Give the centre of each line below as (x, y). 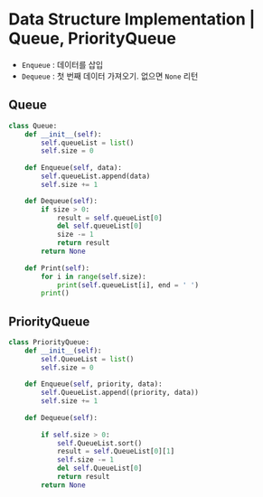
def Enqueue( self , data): (74, 168)
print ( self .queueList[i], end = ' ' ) (128, 285)
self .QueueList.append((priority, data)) (120, 393)
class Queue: (33, 126)
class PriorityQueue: (49, 342)
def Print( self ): (57, 268)
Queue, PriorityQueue (93, 38)
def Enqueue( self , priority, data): (94, 384)
